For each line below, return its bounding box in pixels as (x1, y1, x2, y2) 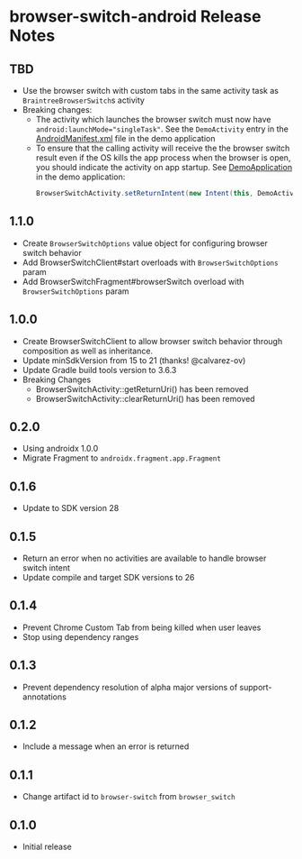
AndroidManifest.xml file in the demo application (35, 133, 216, 143)
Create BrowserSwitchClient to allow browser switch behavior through (22, 335, 283, 346)
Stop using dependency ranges (22, 631, 139, 642)
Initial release (22, 841, 72, 852)
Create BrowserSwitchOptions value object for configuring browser (22, 237, 268, 249)
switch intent (22, 562, 70, 573)
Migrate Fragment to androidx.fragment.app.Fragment (22, 452, 222, 463)
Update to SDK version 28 (22, 503, 120, 514)
